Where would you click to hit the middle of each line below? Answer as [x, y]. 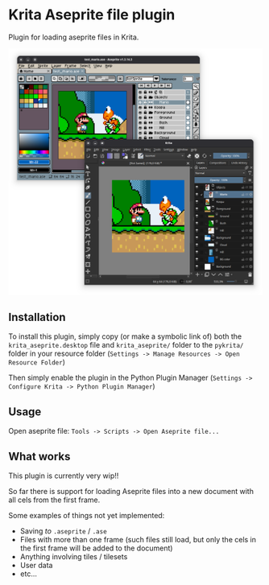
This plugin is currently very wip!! [64, 476]
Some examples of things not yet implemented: [87, 516]
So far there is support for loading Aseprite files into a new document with [131, 492]
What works [39, 456]
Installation [37, 317]
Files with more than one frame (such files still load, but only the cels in [138, 540]
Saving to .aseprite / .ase [63, 531]
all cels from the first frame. [54, 500]
